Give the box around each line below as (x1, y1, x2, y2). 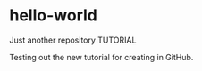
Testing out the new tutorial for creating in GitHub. (9, 51, 194, 62)
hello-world (9, 5, 98, 26)
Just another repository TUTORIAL (9, 35, 137, 45)
